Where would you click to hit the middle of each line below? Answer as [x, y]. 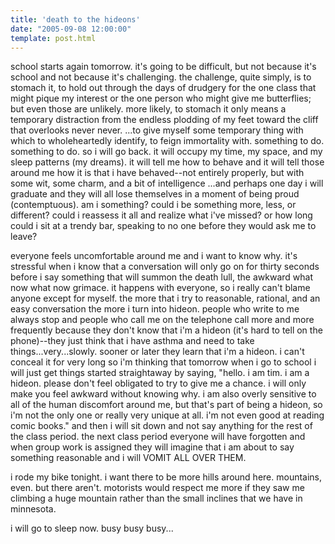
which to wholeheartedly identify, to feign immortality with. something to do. [167, 141]
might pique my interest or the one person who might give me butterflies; [161, 98]
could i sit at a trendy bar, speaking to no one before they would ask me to [163, 226]
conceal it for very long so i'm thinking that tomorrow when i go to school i [163, 362]
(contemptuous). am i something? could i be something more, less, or [153, 205]
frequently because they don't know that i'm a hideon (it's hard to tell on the [166, 330]
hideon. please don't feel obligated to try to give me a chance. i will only [158, 383]
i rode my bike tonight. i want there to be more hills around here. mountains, [166, 477]
